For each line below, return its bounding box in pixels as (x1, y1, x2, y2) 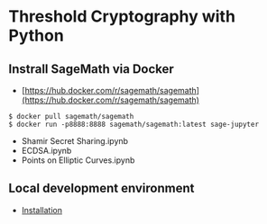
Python (8, 25, 64, 46)
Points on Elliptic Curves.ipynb (21, 155, 135, 166)
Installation (21, 204, 63, 215)
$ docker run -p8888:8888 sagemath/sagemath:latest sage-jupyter (8, 120, 259, 129)
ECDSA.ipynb (21, 146, 72, 156)
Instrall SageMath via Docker (8, 61, 175, 76)
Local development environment (8, 181, 195, 196)
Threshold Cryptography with (8, 6, 236, 27)
